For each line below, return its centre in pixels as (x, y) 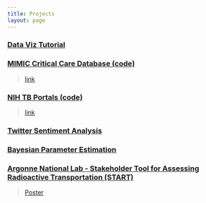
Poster (34, 192)
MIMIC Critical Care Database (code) (71, 64)
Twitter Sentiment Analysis (55, 131)
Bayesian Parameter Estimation (62, 150)
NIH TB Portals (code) (45, 97)
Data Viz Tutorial (36, 45)
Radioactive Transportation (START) (70, 177)
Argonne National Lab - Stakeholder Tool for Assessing (103, 168)
